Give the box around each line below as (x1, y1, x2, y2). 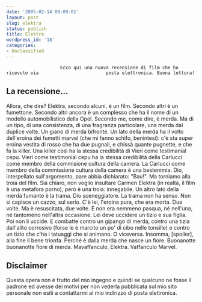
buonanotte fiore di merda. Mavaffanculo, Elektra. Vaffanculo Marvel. (6, 243, 177, 250)
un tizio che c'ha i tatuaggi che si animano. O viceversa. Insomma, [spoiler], (6, 230, 194, 238)
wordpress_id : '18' (6, 37, 55, 43)
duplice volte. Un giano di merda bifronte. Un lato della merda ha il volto (6, 128, 184, 135)
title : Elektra (6, 31, 44, 37)
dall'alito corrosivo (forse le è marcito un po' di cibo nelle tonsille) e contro (6, 224, 191, 231)
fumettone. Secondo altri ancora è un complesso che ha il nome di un (6, 109, 179, 116)
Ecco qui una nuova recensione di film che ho (60, 64, 179, 71)
